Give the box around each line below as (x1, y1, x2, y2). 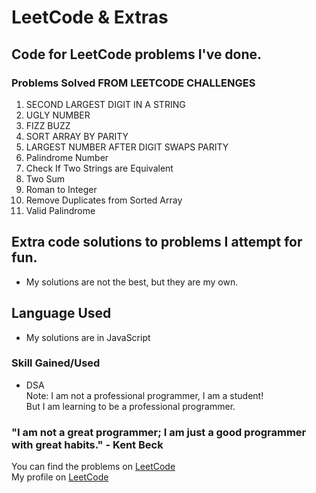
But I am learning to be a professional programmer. (25, 400, 236, 412)
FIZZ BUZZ (25, 119, 71, 131)
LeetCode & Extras (11, 6, 169, 29)
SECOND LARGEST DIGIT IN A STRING (25, 98, 186, 110)
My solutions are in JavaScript (25, 331, 151, 343)
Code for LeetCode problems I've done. (11, 46, 263, 63)
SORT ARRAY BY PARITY (25, 130, 129, 142)
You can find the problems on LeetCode (11, 461, 176, 473)
